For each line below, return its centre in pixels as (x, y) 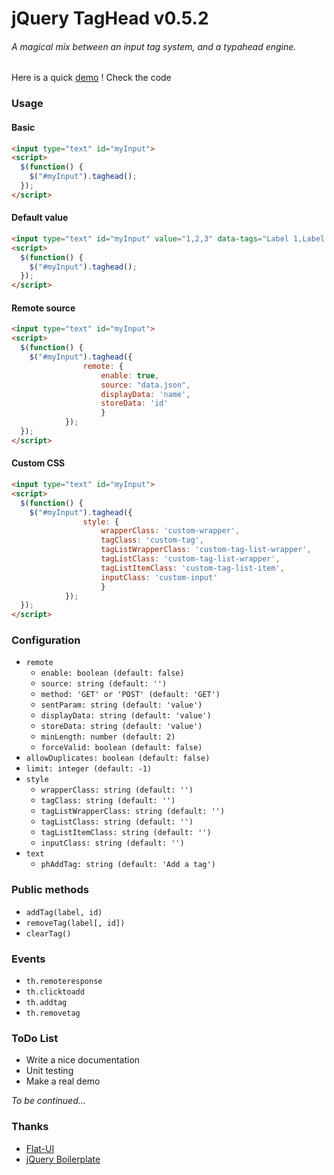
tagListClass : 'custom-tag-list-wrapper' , (190, 559)
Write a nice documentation (83, 1060)
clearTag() (48, 933)
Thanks (30, 1127)
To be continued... (48, 1101)
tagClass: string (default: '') (108, 801)
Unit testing (49, 1071)
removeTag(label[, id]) (75, 923)
